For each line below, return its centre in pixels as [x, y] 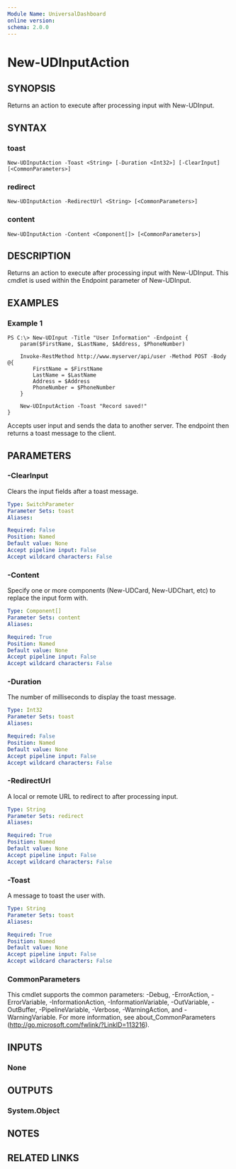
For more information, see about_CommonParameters [137, 1018]
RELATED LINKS [43, 1158]
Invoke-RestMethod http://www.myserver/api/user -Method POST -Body [123, 357]
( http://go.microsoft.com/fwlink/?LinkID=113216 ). [79, 1025]
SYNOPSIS [32, 88]
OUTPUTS [30, 1090]
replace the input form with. [48, 598]
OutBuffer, [22, 1010]
